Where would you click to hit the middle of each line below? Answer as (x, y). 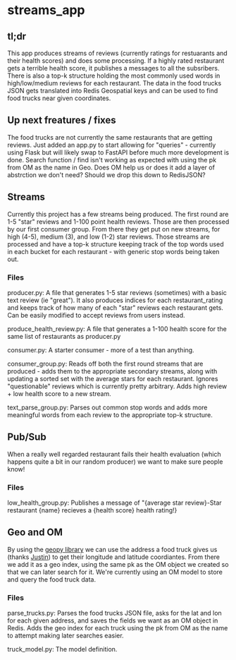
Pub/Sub (27, 437)
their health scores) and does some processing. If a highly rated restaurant (116, 61)
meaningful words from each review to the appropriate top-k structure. (110, 414)
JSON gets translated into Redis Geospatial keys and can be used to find (113, 91)
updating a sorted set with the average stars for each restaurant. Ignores (113, 378)
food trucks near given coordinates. (59, 98)
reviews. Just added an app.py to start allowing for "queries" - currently (112, 145)
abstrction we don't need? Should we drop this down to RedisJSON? (106, 174)
